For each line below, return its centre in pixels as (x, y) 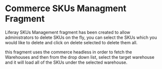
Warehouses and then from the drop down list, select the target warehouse (80, 57)
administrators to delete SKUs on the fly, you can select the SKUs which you (81, 37)
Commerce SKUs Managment (66, 9)
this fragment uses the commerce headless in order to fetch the (68, 52)
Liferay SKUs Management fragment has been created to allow (68, 32)
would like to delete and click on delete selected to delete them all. (71, 42)
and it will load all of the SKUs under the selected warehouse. (66, 62)
